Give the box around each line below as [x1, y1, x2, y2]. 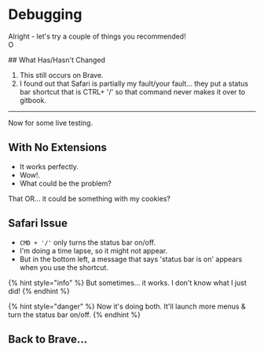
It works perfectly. [19, 161, 79, 171]
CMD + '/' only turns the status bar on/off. [19, 238, 156, 247]
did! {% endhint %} [8, 286, 71, 296]
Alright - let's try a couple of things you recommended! [8, 31, 186, 41]
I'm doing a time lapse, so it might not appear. [19, 246, 168, 255]
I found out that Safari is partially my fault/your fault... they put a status [19, 79, 249, 88]
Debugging [8, 6, 82, 24]
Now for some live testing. [8, 118, 93, 127]
